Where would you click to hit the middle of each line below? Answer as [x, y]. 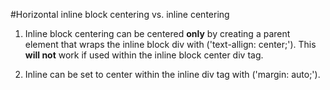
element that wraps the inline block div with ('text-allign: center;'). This [170, 44]
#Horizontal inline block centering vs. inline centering [120, 14]
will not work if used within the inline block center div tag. [144, 55]
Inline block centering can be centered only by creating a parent [157, 33]
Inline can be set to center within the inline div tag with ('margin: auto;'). [172, 74]
